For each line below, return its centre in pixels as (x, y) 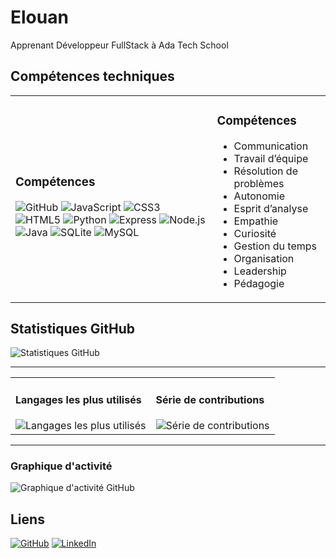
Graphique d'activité (61, 466)
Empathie (256, 221)
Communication (271, 146)
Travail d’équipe (271, 158)
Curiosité (255, 233)
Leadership (260, 271)
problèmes (259, 183)
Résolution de (265, 171)
